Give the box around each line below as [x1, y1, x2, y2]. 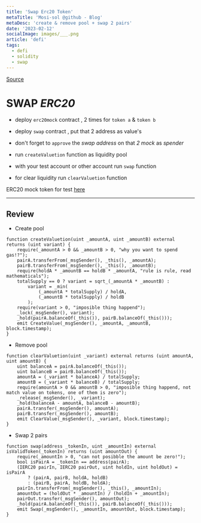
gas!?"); [6, 253, 28, 259]
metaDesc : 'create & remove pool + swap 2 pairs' [6, 20, 133, 26]
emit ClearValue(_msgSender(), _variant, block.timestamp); [17, 416, 170, 422]
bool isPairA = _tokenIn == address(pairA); [17, 459, 130, 465]
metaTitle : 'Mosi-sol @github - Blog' [6, 14, 103, 20]
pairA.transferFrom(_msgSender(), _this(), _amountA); [17, 257, 157, 264]
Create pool [14, 225, 44, 232]
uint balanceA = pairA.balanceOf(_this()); [17, 363, 127, 369]
